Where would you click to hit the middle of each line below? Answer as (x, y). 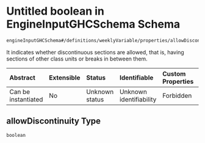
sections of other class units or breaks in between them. (77, 59)
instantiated (26, 99)
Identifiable (136, 78)
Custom (174, 73)
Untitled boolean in (56, 11)
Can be (20, 92)
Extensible (64, 78)
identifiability (138, 99)
